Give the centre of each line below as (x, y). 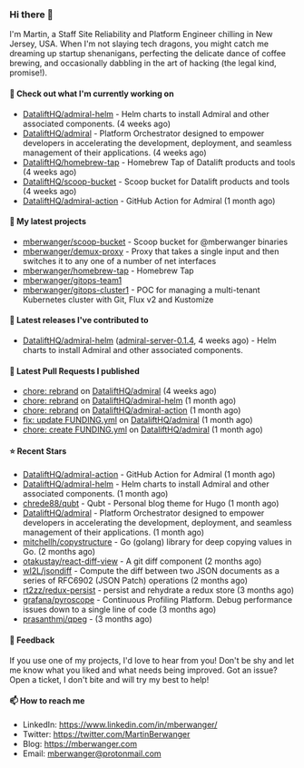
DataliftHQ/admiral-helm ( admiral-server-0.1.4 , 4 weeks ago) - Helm (149, 340)
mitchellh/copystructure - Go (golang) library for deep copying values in (157, 542)
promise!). (29, 73)
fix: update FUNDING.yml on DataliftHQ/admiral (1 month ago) (137, 420)
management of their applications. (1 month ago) (113, 532)
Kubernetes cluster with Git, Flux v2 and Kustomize (118, 300)
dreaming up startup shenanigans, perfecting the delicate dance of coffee (147, 54)
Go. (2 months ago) (59, 552)
